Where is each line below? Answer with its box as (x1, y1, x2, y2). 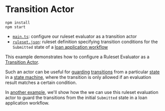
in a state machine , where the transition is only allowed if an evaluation (5, 74, 151, 80)
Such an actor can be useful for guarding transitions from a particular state (5, 69, 160, 75)
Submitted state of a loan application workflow (12, 44, 108, 50)
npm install (5, 20, 30, 25)
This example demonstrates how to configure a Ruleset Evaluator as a (5, 54, 149, 60)
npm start (5, 24, 26, 30)
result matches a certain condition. (5, 79, 77, 85)
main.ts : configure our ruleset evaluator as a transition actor (12, 33, 137, 39)
